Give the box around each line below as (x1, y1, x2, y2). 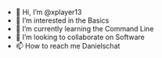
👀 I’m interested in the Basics (15, 16, 110, 25)
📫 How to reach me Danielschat (15, 42, 121, 50)
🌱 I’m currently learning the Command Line (15, 24, 154, 33)
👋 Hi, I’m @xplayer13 (15, 8, 82, 16)
